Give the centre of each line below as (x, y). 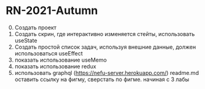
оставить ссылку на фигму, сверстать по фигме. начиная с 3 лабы (102, 79)
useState (26, 40)
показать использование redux (55, 66)
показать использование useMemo (60, 60)
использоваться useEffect (49, 53)
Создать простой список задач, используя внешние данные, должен (105, 47)
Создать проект (35, 27)
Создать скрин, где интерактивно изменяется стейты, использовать (105, 34)
